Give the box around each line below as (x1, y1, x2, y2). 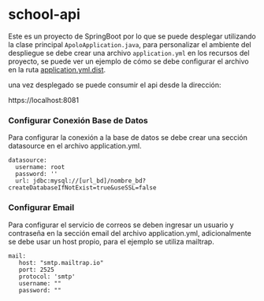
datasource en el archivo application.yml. (8, 141, 142, 151)
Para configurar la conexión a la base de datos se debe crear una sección (8, 133, 248, 142)
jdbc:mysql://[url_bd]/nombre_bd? (32, 177, 147, 185)
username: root (15, 163, 65, 171)
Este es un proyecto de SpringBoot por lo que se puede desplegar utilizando (8, 31, 256, 41)
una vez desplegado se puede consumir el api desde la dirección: (8, 80, 222, 90)
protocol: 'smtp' (18, 273, 76, 281)
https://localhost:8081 (8, 95, 80, 105)
